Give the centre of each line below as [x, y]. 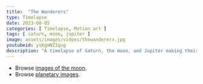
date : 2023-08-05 [28, 23]
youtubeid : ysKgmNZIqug [36, 46]
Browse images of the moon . [51, 68]
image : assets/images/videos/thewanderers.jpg [66, 40]
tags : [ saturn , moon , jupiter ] [48, 34]
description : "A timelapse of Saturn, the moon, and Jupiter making [94, 51]
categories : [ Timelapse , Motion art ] [56, 28]
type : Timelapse [27, 17]
